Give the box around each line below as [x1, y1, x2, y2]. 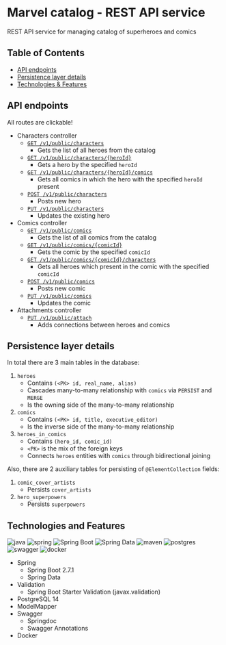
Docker [16, 631, 38, 640]
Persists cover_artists [27, 485, 91, 494]
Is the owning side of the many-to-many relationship [27, 401, 175, 409]
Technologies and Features [7, 520, 126, 531]
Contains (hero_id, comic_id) [27, 437, 113, 446]
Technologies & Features [16, 80, 87, 88]
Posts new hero [37, 197, 82, 205]
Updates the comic [37, 299, 91, 307]
